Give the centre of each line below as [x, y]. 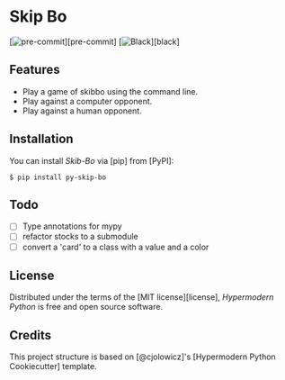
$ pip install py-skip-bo [58, 177]
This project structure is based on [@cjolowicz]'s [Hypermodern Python [142, 357]
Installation [41, 139]
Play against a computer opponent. [87, 101]
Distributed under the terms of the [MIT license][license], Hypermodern [142, 297]
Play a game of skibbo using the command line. [110, 91]
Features [35, 70]
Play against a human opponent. [82, 111]
